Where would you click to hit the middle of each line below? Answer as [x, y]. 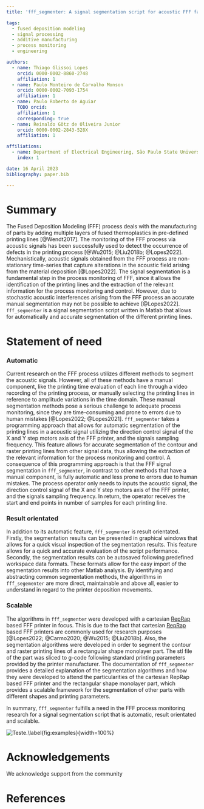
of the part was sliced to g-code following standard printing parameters [96, 657]
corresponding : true [43, 118]
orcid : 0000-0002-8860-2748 [53, 73]
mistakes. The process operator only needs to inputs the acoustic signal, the [102, 483]
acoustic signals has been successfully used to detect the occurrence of [97, 246]
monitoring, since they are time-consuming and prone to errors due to [94, 412]
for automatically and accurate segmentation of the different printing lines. [99, 317]
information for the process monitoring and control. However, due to [92, 291]
